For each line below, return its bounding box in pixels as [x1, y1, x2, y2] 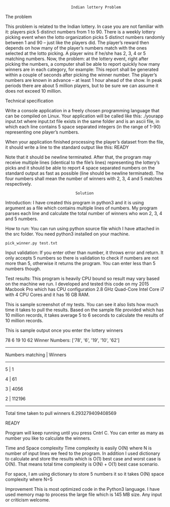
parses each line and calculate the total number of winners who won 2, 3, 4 [5, 210, 163, 216]
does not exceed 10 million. [5, 88, 62, 94]
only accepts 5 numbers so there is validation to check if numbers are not [5, 255, 159, 261]
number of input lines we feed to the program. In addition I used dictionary [5, 450, 160, 456]
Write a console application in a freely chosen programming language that [5, 108, 160, 113]
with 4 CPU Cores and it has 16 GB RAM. [5, 291, 90, 298]
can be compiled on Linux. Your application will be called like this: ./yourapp [5, 113, 163, 119]
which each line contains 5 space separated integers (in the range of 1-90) [5, 124, 161, 130]
